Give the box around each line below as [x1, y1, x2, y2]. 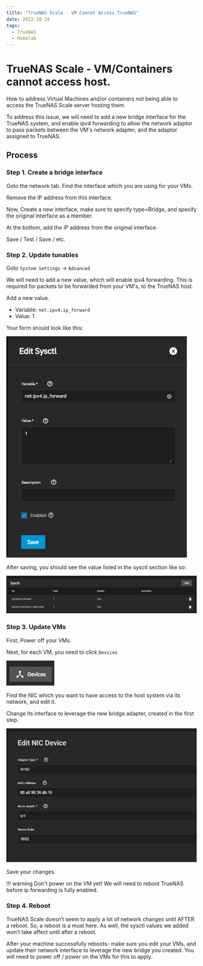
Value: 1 [14, 313, 35, 320]
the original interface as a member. [6, 212, 94, 219]
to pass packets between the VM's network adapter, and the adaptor [6, 126, 178, 133]
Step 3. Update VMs [6, 623, 66, 631]
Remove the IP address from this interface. [6, 194, 113, 201]
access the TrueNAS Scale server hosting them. [6, 102, 126, 109]
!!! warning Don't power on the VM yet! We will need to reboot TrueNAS [6, 880, 184, 887]
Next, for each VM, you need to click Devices [6, 648, 118, 656]
